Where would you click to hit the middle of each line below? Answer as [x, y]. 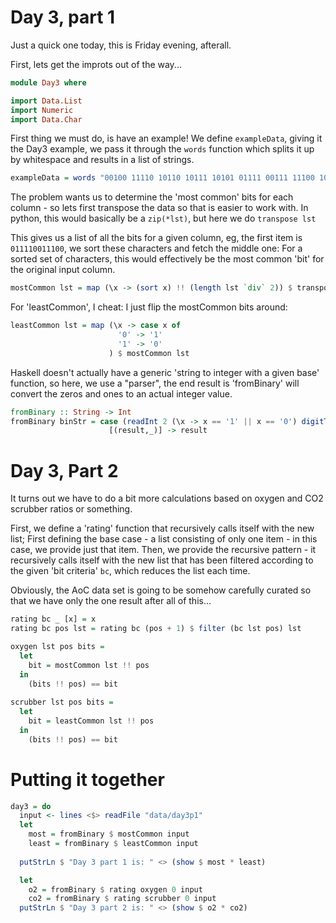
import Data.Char [46, 119]
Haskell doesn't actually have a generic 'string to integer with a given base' [165, 372]
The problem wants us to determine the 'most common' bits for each [152, 197]
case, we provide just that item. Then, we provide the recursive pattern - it [163, 550]
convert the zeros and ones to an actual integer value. [121, 393]
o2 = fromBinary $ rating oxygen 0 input [115, 889]
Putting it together [87, 779]
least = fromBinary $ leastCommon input [113, 844]
